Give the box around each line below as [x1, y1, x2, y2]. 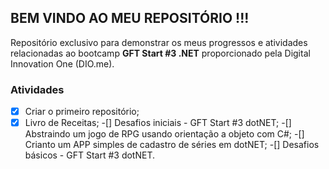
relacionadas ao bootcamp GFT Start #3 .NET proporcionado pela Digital [10, 47, 311, 59]
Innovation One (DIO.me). [10, 57, 115, 70]
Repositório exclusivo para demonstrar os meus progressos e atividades [10, 36, 308, 48]
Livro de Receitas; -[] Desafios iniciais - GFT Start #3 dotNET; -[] [24, 117, 292, 129]
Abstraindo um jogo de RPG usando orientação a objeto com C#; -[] [24, 128, 305, 140]
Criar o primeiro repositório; [24, 106, 140, 118]
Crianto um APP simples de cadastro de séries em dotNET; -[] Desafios [24, 139, 320, 151]
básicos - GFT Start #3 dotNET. [24, 149, 155, 161]
